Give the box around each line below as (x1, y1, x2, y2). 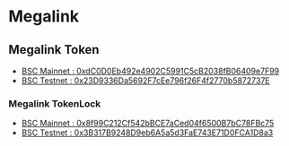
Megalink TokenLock (8, 97, 101, 109)
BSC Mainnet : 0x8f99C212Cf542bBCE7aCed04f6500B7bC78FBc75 (21, 118, 275, 129)
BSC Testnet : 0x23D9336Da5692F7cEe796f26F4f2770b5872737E (21, 75, 270, 86)
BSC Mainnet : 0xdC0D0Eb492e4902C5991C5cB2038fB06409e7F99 (21, 65, 280, 76)
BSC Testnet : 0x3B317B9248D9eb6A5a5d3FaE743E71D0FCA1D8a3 (21, 127, 274, 138)
